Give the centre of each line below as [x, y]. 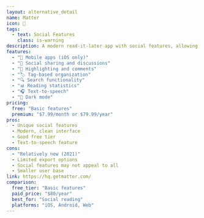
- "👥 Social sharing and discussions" [61, 63]
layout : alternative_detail [42, 12]
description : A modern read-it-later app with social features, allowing [102, 46]
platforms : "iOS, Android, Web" [53, 205]
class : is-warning [41, 40]
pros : [13, 120]
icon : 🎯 [16, 23]
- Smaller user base [38, 171]
